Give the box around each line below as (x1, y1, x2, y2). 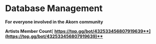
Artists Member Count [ (5, 28, 54, 34)
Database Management (5, 3, 103, 14)
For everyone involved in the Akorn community (5, 19, 103, 25)
